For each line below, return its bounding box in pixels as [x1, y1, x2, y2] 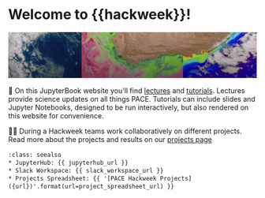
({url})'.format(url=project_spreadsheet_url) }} [8, 182, 175, 190]
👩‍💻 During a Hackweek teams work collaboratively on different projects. [8, 126, 242, 136]
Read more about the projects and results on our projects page [8, 134, 213, 144]
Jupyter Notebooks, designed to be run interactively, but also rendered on [8, 103, 249, 112]
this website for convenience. [8, 110, 104, 120]
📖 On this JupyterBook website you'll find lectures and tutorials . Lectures [8, 85, 245, 95]
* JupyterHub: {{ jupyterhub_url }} [8, 159, 129, 166]
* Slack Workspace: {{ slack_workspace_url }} [8, 166, 164, 174]
